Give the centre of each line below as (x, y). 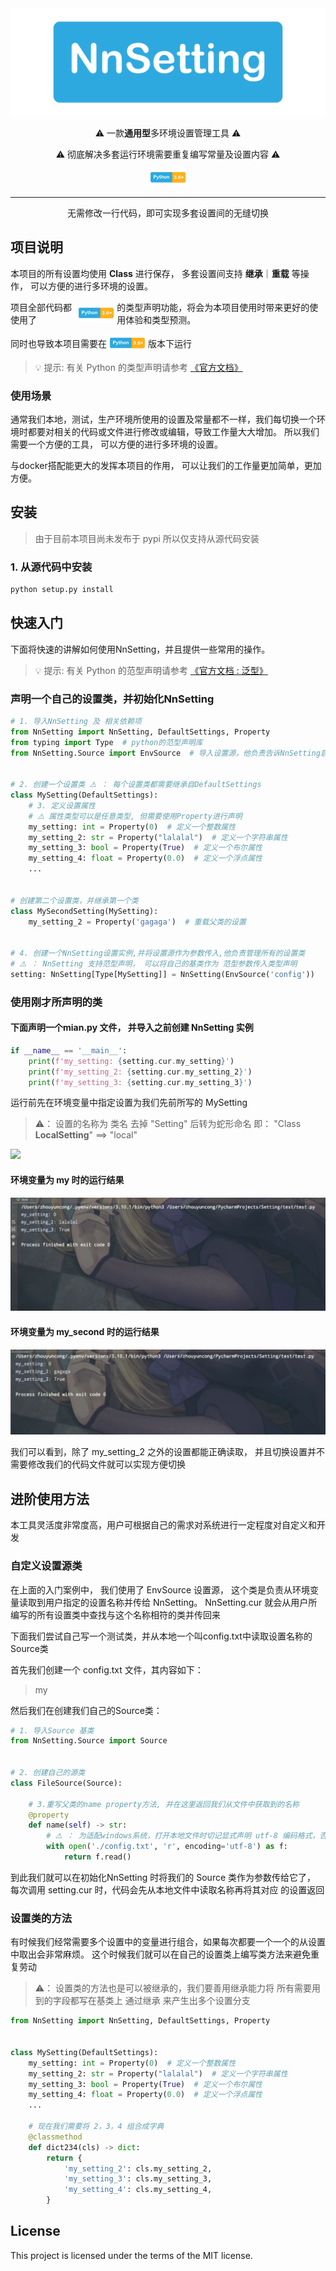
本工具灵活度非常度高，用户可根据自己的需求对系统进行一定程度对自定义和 (163, 1525)
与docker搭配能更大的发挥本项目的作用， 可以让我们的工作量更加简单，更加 (166, 465)
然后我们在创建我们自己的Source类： (86, 1710)
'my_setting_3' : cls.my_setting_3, (138, 2179)
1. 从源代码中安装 (51, 567)
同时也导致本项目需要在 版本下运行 (101, 343)
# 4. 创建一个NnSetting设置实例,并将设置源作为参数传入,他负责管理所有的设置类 (158, 953)
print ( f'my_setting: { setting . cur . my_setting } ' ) (131, 1061)
